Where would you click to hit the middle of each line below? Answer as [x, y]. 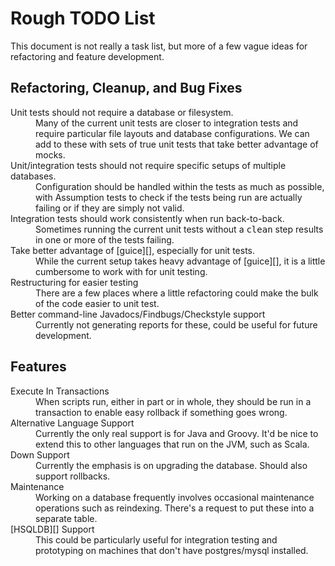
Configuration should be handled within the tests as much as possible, [180, 186]
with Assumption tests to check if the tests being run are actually [169, 197]
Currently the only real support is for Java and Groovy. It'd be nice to [177, 433]
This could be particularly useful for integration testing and [156, 539]
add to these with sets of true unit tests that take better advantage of [177, 144]
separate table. [66, 518]
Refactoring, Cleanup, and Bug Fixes [126, 88]
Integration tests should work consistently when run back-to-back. [147, 218]
